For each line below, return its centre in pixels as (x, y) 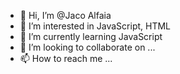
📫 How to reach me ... (66, 58)
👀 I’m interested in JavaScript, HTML (95, 26)
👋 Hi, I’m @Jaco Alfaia (65, 15)
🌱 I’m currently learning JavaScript (91, 36)
